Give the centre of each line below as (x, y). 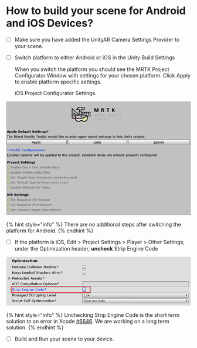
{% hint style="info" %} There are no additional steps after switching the (94, 224)
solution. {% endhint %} (35, 327)
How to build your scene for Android (96, 11)
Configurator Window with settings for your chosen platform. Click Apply (102, 76)
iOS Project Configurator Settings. (55, 93)
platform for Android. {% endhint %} (50, 231)
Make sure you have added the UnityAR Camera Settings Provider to (97, 39)
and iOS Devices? (50, 23)
